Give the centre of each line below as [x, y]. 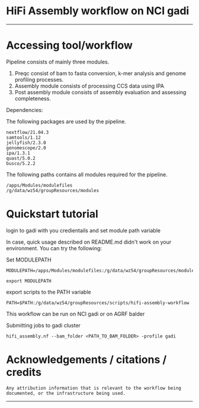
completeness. [33, 98]
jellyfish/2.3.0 [26, 143]
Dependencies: [25, 110]
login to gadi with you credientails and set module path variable [84, 230]
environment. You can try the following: [54, 248]
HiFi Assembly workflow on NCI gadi [98, 11]
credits [24, 372]
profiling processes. [39, 79]
